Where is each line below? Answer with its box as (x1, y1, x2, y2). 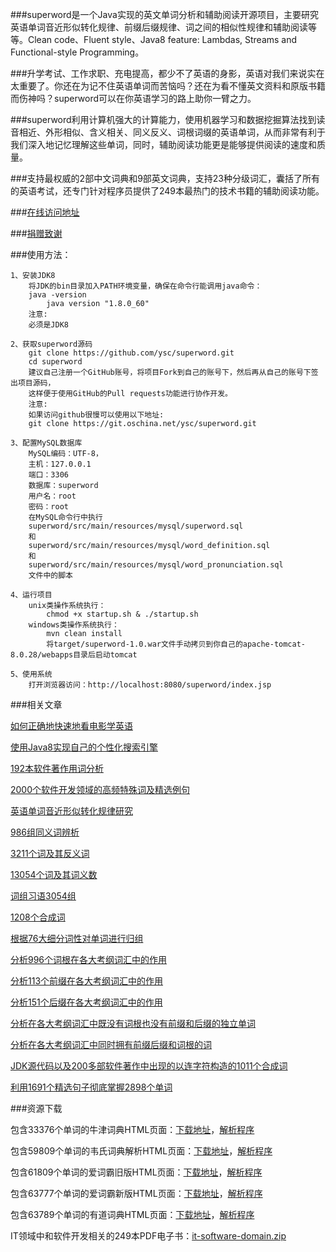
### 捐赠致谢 (10, 228, 63, 239)
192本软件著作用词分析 (10, 763, 104, 774)
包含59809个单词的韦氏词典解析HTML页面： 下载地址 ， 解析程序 (10, 1145, 273, 1157)
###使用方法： (10, 249, 72, 260)
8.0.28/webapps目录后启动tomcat (10, 650, 138, 660)
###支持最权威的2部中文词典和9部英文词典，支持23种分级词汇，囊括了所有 (10, 173, 321, 184)
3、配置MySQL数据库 (10, 438, 83, 448)
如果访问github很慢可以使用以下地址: (28, 410, 165, 420)
